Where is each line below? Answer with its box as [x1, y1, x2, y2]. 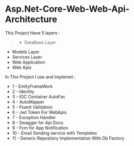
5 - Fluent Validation [12, 104, 52, 110]
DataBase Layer [24, 39, 56, 45]
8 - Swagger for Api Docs [12, 120, 64, 125]
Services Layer [12, 54, 42, 60]
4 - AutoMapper [12, 99, 45, 104]
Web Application [12, 59, 45, 65]
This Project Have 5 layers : [5, 30, 60, 36]
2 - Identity [12, 88, 35, 94]
